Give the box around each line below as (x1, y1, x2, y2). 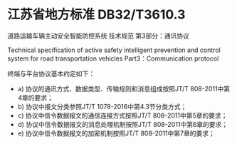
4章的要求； (17, 93, 53, 102)
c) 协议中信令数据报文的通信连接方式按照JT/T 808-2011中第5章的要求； (17, 111, 228, 120)
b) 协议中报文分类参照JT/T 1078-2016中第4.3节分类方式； (17, 102, 187, 110)
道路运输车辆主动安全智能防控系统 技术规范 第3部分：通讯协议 (7, 31, 190, 40)
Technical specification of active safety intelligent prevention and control (7, 46, 221, 54)
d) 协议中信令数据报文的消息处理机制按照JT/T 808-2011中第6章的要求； (17, 120, 228, 128)
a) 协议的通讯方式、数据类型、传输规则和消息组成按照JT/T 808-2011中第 (17, 84, 230, 93)
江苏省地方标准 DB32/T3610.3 (7, 6, 186, 23)
